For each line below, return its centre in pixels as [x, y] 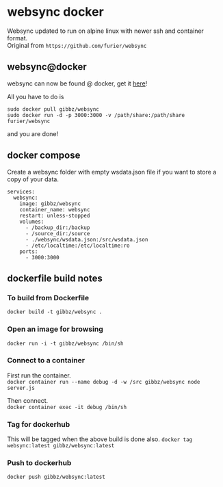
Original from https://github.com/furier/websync [77, 45]
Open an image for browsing [55, 329]
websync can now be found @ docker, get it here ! [77, 83]
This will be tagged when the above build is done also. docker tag [100, 439]
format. [17, 38]
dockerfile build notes [55, 278]
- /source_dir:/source [57, 233]
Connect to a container [46, 360]
